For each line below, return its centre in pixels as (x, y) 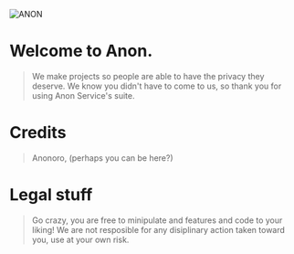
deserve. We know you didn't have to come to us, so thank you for (157, 86)
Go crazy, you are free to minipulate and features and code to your (157, 220)
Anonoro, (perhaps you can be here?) (102, 158)
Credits (38, 133)
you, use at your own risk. (80, 239)
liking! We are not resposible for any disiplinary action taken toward (158, 229)
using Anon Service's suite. (83, 95)
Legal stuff (51, 195)
